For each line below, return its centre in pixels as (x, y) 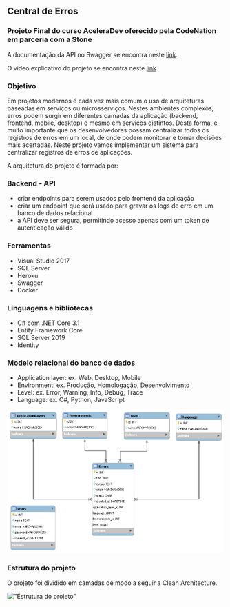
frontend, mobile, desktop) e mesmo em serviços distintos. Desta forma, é (113, 123)
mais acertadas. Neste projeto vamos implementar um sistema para (103, 145)
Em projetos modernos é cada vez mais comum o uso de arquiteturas (106, 101)
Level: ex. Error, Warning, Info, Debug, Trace (80, 392)
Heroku (28, 275)
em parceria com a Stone (50, 39)
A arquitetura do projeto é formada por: (63, 166)
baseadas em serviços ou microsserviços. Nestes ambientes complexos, (111, 108)
